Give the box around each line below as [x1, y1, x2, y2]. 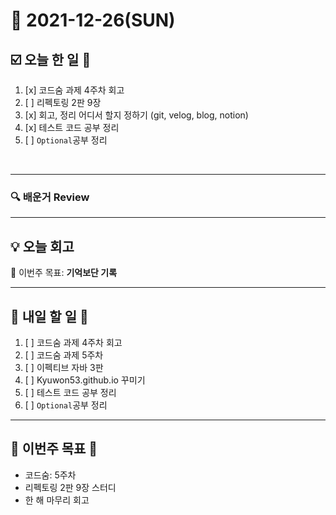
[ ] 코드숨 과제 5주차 [24, 349, 104, 361]
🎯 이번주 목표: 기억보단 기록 [10, 267, 118, 279]
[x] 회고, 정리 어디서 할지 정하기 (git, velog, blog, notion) [24, 109, 249, 121]
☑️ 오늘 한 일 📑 [10, 51, 92, 68]
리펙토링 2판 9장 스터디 [24, 481, 117, 493]
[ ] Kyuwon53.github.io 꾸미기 [24, 374, 146, 386]
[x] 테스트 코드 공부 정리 [24, 122, 120, 133]
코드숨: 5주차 [24, 469, 77, 481]
